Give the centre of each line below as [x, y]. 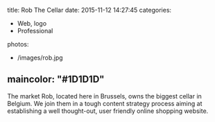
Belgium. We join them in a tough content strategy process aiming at [105, 103]
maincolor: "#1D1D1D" [56, 79]
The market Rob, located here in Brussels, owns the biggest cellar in [105, 96]
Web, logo [32, 23]
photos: [18, 44]
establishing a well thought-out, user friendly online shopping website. [108, 111]
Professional [35, 31]
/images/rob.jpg [40, 58]
